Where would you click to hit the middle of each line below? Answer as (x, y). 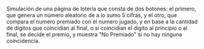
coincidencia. (23, 41)
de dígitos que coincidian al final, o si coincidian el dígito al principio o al (97, 28)
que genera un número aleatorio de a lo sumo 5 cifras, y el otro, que (92, 15)
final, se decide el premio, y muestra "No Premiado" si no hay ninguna (94, 34)
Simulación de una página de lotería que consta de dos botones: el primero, (101, 9)
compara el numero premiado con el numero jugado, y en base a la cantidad (102, 21)
